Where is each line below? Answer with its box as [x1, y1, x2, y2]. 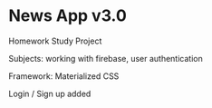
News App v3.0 [8, 5, 128, 26]
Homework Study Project [8, 35, 102, 46]
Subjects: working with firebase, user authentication [8, 53, 203, 64]
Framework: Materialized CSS [8, 70, 120, 82]
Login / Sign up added [8, 88, 92, 99]
